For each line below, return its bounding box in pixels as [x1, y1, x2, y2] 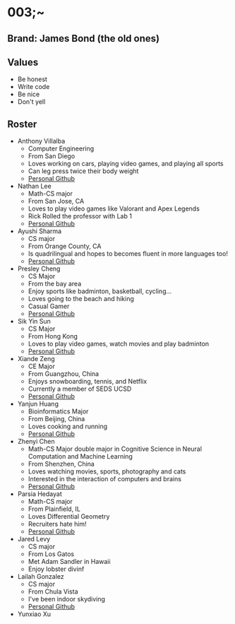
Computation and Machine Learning [28, 452, 133, 461]
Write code [17, 83, 50, 91]
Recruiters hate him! [28, 520, 87, 529]
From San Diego [28, 152, 76, 160]
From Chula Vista [28, 587, 79, 596]
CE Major [28, 362, 55, 371]
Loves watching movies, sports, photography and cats [28, 467, 186, 476]
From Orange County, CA [28, 242, 102, 251]
